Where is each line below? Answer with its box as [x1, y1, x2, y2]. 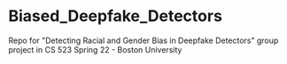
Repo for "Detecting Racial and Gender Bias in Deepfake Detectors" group [8, 35, 279, 46]
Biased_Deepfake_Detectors [8, 6, 223, 26]
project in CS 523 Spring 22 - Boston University [8, 44, 182, 54]
